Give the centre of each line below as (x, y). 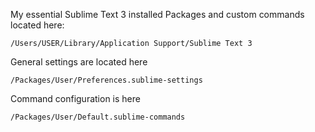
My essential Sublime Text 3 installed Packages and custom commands (157, 14)
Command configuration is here (75, 98)
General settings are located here (79, 62)
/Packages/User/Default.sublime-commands (98, 117)
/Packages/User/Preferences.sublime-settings (106, 80)
